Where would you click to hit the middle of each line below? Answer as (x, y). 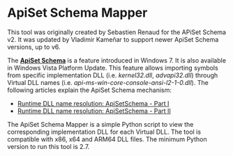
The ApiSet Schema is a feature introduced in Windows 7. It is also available (117, 60)
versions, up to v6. (34, 47)
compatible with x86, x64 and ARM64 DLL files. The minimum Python (107, 139)
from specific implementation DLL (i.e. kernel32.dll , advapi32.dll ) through (113, 75)
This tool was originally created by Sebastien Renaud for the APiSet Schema (117, 32)
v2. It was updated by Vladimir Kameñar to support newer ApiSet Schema (113, 39)
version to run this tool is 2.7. (48, 146)
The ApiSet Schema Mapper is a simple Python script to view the (100, 124)
